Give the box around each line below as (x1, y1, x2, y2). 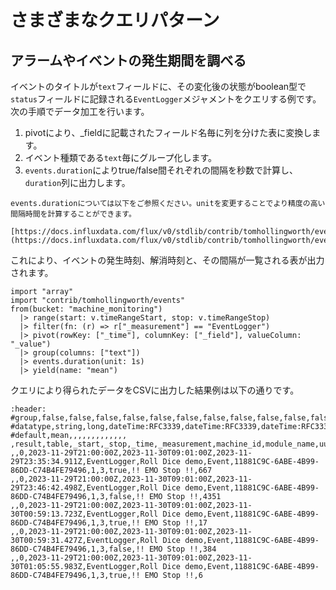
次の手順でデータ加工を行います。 (10, 106, 150, 117)
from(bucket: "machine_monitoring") (10, 304, 163, 314)
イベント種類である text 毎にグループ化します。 (24, 152, 218, 163)
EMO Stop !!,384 (148, 544, 217, 554)
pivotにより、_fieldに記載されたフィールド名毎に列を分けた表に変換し (24, 127, 313, 138)
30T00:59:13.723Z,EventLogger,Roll (10, 509, 159, 519)
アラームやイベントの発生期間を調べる (10, 52, 247, 69)
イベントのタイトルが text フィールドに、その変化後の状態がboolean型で (10, 81, 307, 92)
